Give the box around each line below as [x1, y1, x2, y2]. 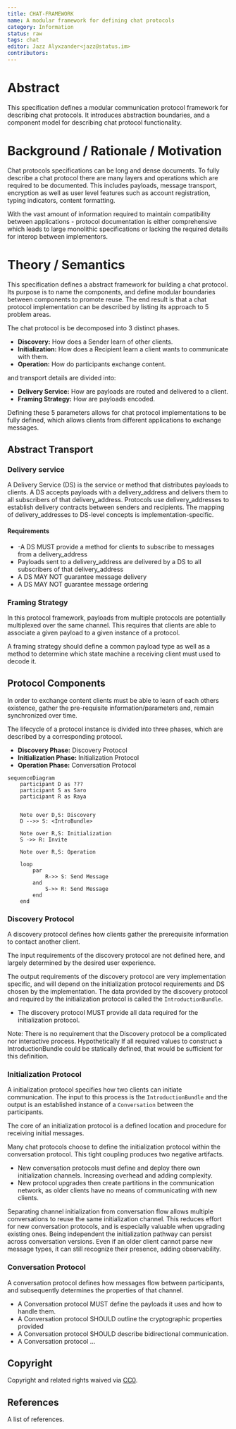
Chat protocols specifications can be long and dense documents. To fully [7, 166, 220, 175]
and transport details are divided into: [7, 373, 116, 382]
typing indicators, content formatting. [7, 196, 116, 204]
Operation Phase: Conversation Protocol [17, 761, 137, 769]
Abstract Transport [7, 444, 94, 456]
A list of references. [7, 1415, 65, 1423]
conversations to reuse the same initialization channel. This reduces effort [7, 1215, 222, 1223]
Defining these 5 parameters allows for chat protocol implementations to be [7, 408, 227, 416]
